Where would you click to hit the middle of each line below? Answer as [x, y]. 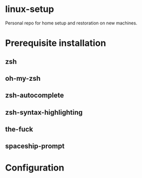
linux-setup [30, 9]
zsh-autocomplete [35, 95]
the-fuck [19, 129]
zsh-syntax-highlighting [44, 112]
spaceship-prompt [35, 146]
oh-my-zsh [23, 78]
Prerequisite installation [56, 43]
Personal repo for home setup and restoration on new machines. [71, 23]
